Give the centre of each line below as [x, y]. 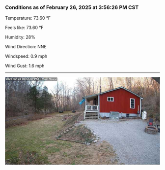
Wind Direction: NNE [26, 47]
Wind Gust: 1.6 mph [25, 66]
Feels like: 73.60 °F [24, 28]
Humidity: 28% [20, 37]
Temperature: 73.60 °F [28, 18]
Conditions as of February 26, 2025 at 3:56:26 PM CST [72, 7]
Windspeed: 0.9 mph [26, 56]
